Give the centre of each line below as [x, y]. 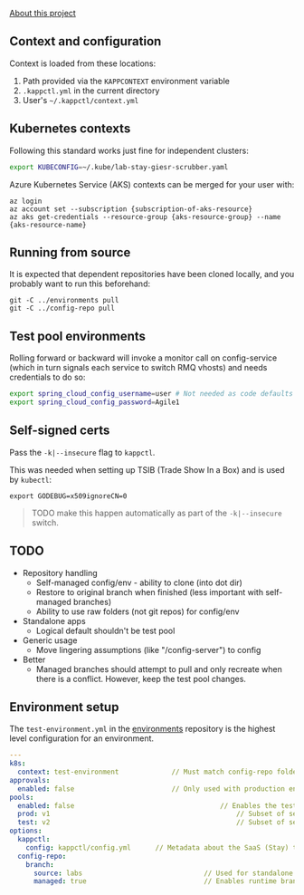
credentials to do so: [47, 377]
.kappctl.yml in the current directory [91, 91]
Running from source [70, 252]
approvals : [30, 780]
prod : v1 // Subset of [151, 814]
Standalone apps [54, 621]
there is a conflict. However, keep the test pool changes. [141, 678]
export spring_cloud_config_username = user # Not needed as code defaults [152, 394]
